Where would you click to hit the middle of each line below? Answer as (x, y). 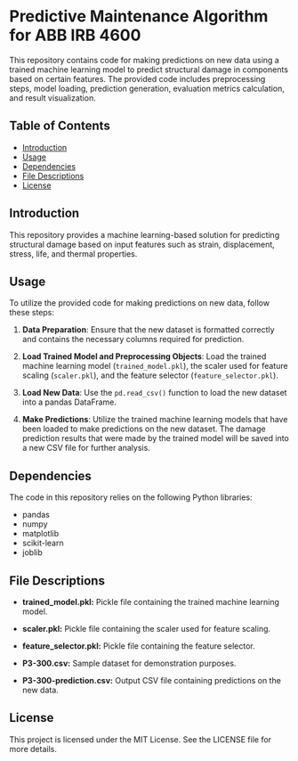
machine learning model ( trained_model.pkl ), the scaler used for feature (155, 366)
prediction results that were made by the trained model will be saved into (155, 438)
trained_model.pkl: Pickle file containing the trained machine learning (151, 602)
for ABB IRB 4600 (75, 35)
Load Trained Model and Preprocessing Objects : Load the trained (144, 356)
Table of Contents (60, 126)
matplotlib (40, 534)
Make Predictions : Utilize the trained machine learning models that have (155, 420)
